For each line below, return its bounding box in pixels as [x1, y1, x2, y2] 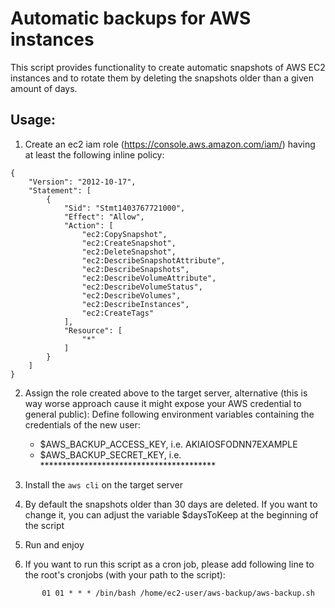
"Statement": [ [28, 185, 92, 196]
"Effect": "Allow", [63, 212, 145, 222]
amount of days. [10, 82, 78, 94]
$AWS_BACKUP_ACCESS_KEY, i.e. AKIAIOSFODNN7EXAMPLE [39, 438, 298, 450]
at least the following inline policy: [24, 148, 165, 161]
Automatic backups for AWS [10, 7, 252, 30]
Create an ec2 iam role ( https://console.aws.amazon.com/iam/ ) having [24, 138, 316, 150]
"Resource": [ [63, 325, 123, 336]
